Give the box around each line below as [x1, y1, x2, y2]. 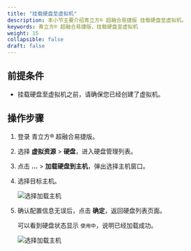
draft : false [7, 43, 45, 50]
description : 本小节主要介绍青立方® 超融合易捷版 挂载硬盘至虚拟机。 [7, 17, 187, 24]
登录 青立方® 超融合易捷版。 [17, 132, 99, 140]
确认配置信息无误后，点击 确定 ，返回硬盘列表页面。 [17, 206, 166, 215]
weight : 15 [7, 29, 39, 37]
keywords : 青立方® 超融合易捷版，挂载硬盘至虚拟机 [7, 23, 138, 30]
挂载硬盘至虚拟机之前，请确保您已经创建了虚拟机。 [17, 90, 165, 98]
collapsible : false [7, 36, 64, 43]
